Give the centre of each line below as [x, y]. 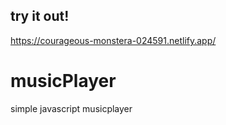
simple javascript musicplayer [71, 108]
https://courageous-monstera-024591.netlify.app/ [113, 40]
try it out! [40, 16]
